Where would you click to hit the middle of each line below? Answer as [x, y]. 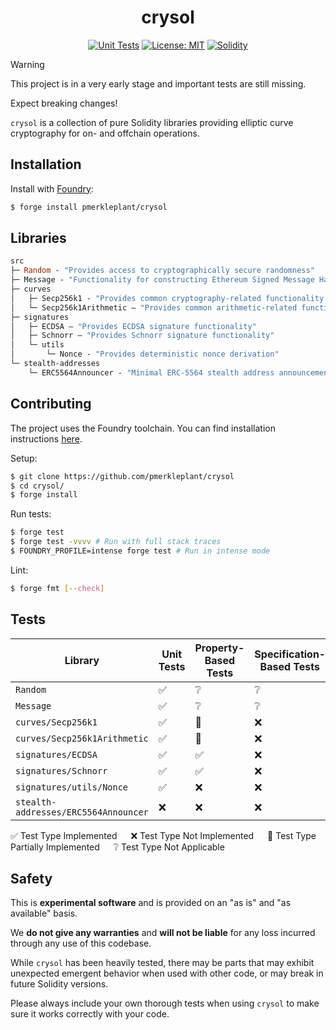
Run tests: [31, 514]
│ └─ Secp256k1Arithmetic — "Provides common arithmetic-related [154, 307]
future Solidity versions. [59, 984]
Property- [219, 648]
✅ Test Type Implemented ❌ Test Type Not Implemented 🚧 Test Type [163, 835]
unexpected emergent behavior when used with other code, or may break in [167, 973]
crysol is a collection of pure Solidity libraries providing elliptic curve [152, 122]
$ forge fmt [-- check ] [57, 588]
